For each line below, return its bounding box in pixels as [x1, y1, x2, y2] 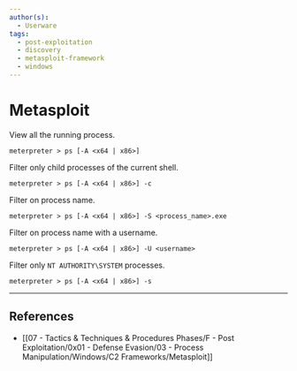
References [9, 309, 74, 324]
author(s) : [9, 12, 49, 22]
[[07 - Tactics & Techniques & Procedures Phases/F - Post [21, 332, 235, 343]
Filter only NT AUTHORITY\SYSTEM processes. [9, 260, 165, 270]
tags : [9, 29, 29, 38]
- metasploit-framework [17, 54, 104, 63]
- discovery [17, 46, 62, 55]
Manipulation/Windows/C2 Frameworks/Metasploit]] [21, 351, 214, 362]
